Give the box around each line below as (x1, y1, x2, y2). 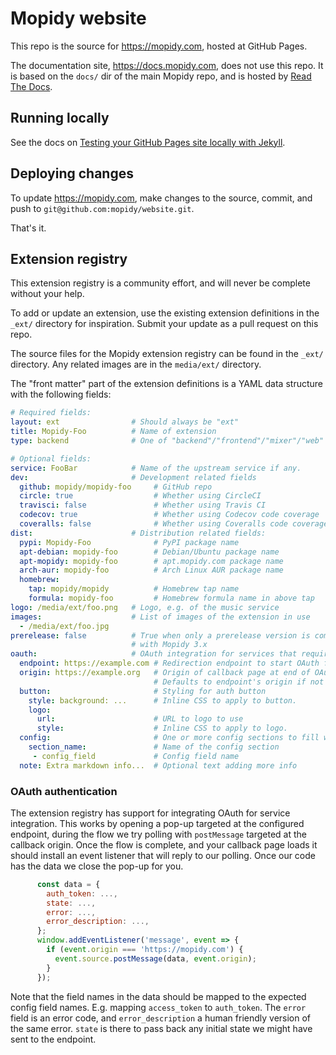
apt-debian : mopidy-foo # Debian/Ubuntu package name (19, 547, 280, 557)
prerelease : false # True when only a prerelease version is (10, 630, 311, 641)
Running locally (10, 110, 110, 127)
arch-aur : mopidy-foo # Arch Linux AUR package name (19, 565, 284, 576)
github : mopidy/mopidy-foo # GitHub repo (19, 482, 213, 492)
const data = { (36, 879, 101, 889)
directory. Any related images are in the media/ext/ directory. (10, 358, 262, 371)
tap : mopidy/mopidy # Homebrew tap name (28, 584, 240, 594)
